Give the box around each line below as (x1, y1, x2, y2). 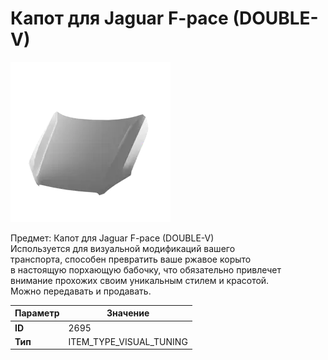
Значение (106, 307, 150, 319)
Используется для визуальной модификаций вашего (10, 242, 236, 254)
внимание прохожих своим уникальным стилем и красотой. (10, 274, 270, 286)
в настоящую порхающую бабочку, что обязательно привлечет (10, 263, 282, 276)
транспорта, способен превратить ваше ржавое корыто (10, 253, 252, 265)
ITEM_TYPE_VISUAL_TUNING (68, 335, 188, 347)
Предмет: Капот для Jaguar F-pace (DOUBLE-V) (10, 232, 215, 244)
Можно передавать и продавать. (10, 285, 152, 297)
